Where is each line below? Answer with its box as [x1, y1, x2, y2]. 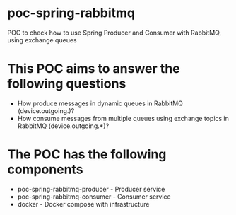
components [7, 161, 83, 178]
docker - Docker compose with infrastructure [17, 199, 150, 208]
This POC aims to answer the [7, 61, 180, 77]
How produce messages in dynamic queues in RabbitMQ [17, 99, 184, 107]
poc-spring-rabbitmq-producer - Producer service [17, 185, 165, 193]
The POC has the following [7, 146, 167, 163]
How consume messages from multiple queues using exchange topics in [17, 114, 230, 122]
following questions [7, 76, 126, 92]
